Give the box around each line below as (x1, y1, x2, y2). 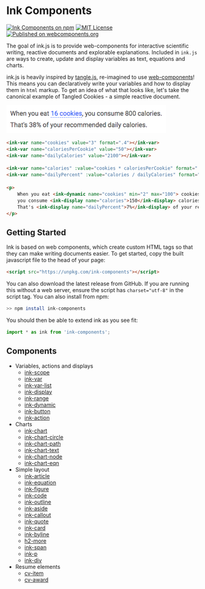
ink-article (24, 472, 50, 479)
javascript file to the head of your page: (6, 257, 106, 264)
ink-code (24, 491, 47, 499)
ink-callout (24, 511, 51, 518)
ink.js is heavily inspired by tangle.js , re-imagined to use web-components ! (6, 73, 195, 80)
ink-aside (24, 504, 48, 512)
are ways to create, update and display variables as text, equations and (6, 55, 185, 62)
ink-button (24, 407, 51, 415)
